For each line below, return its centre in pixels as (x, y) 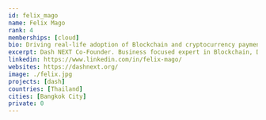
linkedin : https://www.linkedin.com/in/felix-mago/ (95, 60)
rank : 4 (21, 30)
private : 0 (26, 103)
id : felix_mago (33, 15)
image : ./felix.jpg (40, 74)
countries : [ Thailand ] (46, 89)
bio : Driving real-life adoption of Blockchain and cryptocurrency (122, 45)
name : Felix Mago (37, 23)
